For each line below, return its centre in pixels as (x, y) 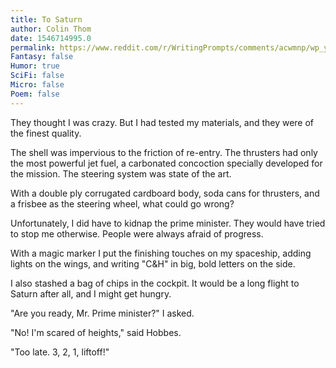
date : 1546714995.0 (51, 38)
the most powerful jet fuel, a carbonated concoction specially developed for (166, 163)
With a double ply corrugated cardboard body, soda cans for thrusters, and (165, 193)
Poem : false (35, 94)
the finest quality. (46, 133)
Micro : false (37, 85)
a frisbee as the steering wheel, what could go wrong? (122, 203)
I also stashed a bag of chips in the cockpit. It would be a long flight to (155, 283)
